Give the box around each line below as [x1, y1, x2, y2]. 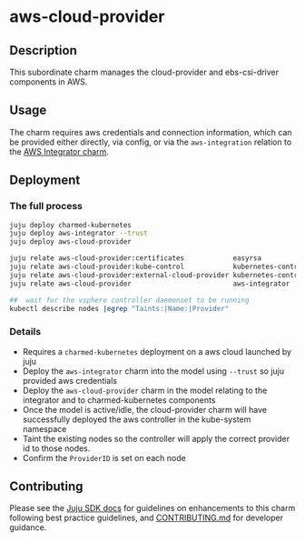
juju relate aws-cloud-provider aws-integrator [9, 279, 290, 288]
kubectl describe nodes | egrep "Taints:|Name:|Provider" [9, 304, 230, 313]
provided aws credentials [22, 375, 118, 386]
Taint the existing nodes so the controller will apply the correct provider [22, 433, 290, 444]
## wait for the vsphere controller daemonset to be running [9, 296, 250, 305]
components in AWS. [9, 76, 88, 87]
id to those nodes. [22, 443, 91, 454]
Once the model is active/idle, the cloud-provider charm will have [22, 404, 268, 415]
